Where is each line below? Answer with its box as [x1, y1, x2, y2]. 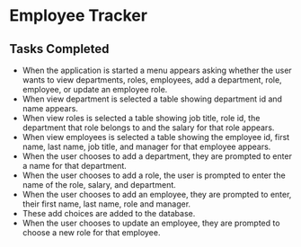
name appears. [22, 103, 79, 113]
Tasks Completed [9, 41, 110, 57]
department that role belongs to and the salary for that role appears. [22, 122, 275, 133]
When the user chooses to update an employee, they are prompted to [22, 217, 280, 228]
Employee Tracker [9, 5, 148, 26]
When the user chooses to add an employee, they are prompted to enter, [22, 190, 292, 199]
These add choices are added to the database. [22, 208, 196, 218]
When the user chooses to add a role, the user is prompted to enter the [22, 170, 286, 181]
